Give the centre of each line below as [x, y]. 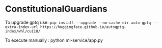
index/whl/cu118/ [23, 31]
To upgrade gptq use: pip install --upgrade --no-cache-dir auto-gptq [78, 22]
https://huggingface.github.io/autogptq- [83, 27]
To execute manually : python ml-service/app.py [54, 40]
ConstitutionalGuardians [56, 9]
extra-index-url [22, 27]
